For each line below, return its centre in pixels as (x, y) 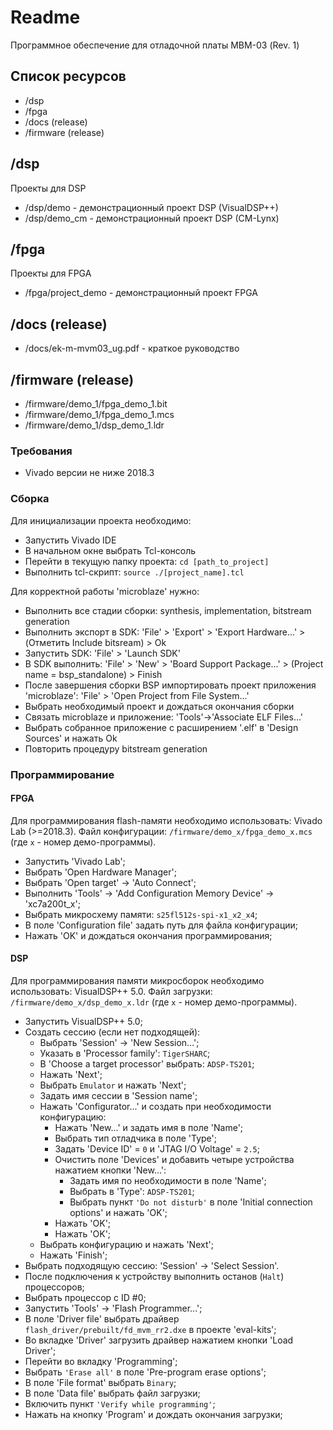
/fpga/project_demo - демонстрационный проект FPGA (141, 293)
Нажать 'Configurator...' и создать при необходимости (155, 1106)
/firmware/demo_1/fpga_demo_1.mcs (99, 414)
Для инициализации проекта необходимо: (101, 520)
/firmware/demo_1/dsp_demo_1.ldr (94, 425)
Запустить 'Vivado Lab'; (75, 861)
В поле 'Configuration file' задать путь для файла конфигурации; (161, 925)
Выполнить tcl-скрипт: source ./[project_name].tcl (134, 572)
